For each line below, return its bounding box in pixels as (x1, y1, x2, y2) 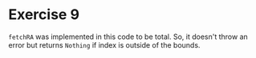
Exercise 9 (8, 6, 80, 24)
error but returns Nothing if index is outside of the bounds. (8, 40, 201, 49)
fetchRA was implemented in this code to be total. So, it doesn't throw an (8, 32, 249, 41)
